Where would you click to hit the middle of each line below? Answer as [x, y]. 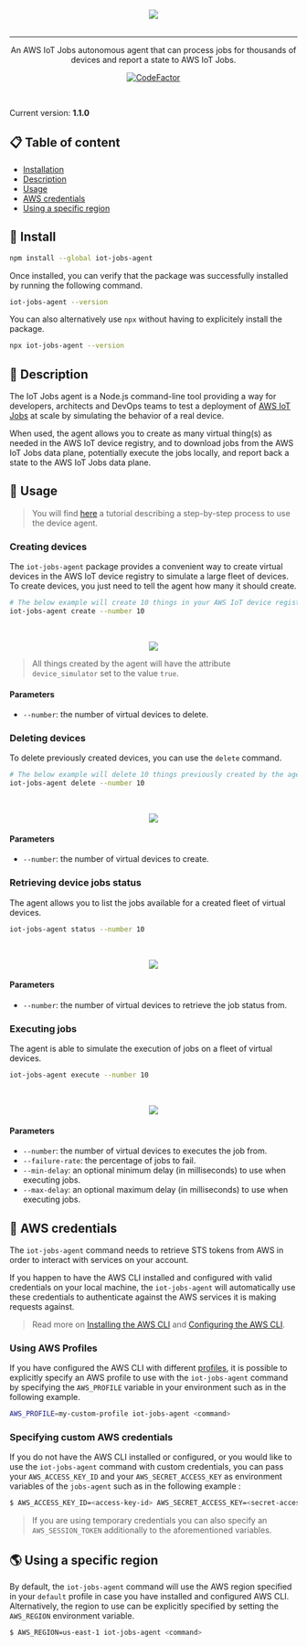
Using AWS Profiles [53, 1348]
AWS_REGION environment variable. [72, 1616]
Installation [43, 169]
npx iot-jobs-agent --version [67, 346]
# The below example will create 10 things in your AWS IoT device [141, 603]
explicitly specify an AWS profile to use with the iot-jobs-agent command [149, 1378]
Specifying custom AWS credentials [91, 1438]
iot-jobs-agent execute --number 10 [79, 1075]
